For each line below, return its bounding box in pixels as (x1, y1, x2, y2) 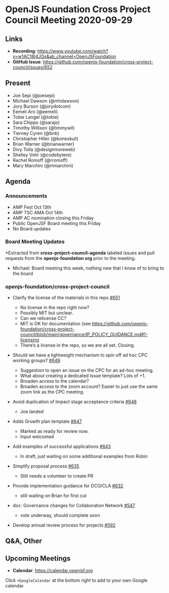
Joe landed (20, 409, 44, 415)
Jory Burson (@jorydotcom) (12, 103, 71, 109)
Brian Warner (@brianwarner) (12, 141, 74, 147)
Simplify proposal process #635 (12, 463, 79, 469)
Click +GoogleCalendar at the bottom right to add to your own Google (5, 577, 148, 583)
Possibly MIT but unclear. (20, 310, 73, 316)
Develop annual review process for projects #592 (12, 522, 116, 529)
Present (5, 79, 31, 87)
